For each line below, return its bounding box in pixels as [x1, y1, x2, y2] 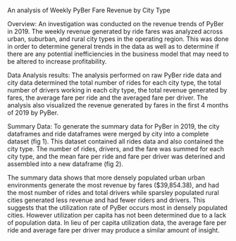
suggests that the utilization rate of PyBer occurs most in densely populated [7, 204, 228, 211]
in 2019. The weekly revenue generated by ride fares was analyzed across [7, 28, 223, 35]
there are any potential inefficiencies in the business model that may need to [7, 49, 229, 58]
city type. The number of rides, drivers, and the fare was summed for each [7, 145, 224, 153]
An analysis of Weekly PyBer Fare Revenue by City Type [7, 6, 170, 14]
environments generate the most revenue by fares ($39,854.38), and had [7, 181, 220, 189]
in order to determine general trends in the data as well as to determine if [7, 42, 220, 50]
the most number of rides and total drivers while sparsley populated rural [7, 189, 220, 196]
